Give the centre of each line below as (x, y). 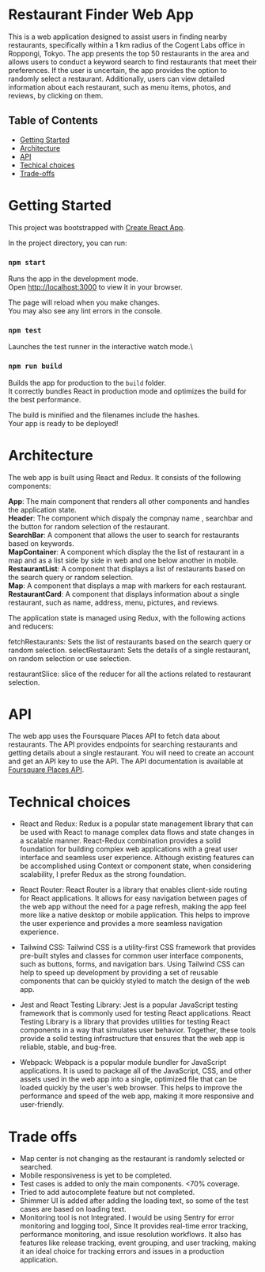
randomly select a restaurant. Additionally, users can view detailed (117, 79)
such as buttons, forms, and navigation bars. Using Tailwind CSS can (132, 964)
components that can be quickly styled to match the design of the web (135, 981)
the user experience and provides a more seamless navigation (121, 924)
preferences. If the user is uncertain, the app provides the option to (117, 70)
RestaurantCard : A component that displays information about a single (124, 594)
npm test (25, 330)
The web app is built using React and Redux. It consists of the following (125, 477)
